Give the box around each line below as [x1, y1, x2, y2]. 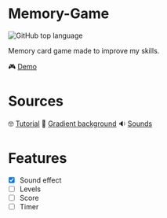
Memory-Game [8, 5, 110, 23]
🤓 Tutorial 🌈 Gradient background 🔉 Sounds [8, 119, 153, 128]
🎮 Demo [8, 61, 38, 71]
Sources [8, 92, 64, 110]
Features [8, 150, 67, 168]
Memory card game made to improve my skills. [8, 46, 160, 55]
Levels [19, 184, 42, 194]
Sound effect [19, 175, 62, 185]
